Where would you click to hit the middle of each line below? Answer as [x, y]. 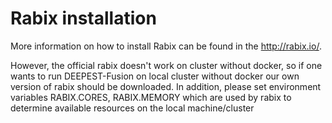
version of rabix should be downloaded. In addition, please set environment [166, 86]
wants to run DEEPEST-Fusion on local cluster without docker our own [155, 76]
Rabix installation [83, 18]
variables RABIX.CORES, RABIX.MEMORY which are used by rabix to [151, 97]
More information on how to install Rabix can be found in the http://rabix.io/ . [166, 46]
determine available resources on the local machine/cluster [132, 108]
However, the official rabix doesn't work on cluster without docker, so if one [166, 65]
